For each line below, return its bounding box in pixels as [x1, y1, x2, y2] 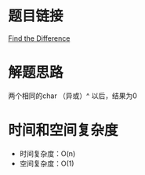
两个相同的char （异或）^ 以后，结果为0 [8, 91, 137, 100]
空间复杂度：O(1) [19, 159, 74, 168]
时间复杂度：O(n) [19, 148, 76, 158]
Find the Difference [8, 33, 71, 43]
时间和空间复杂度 [8, 122, 119, 140]
